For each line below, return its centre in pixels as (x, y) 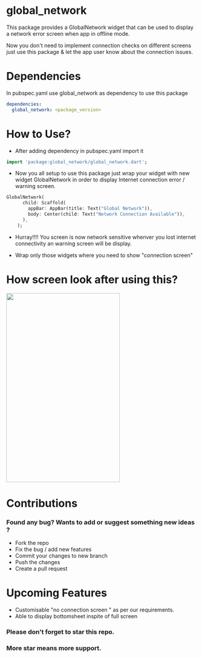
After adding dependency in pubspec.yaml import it (79, 151)
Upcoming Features (57, 593)
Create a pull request (41, 568)
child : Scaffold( (44, 203)
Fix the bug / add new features (53, 549)
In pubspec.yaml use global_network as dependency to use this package (97, 93)
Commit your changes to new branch (61, 556)
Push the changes (37, 562)
